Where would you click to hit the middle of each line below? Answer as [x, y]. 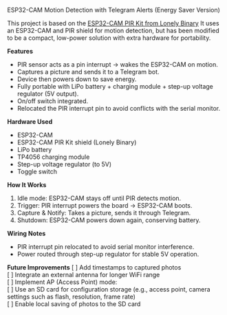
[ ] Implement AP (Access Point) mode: [62, 282]
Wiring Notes [26, 233]
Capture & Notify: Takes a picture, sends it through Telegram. [104, 213]
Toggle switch [37, 172]
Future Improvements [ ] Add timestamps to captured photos [94, 267]
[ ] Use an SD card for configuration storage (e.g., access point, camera [109, 289]
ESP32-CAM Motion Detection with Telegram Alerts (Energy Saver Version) [113, 10]
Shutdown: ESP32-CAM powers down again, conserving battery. [109, 220]
